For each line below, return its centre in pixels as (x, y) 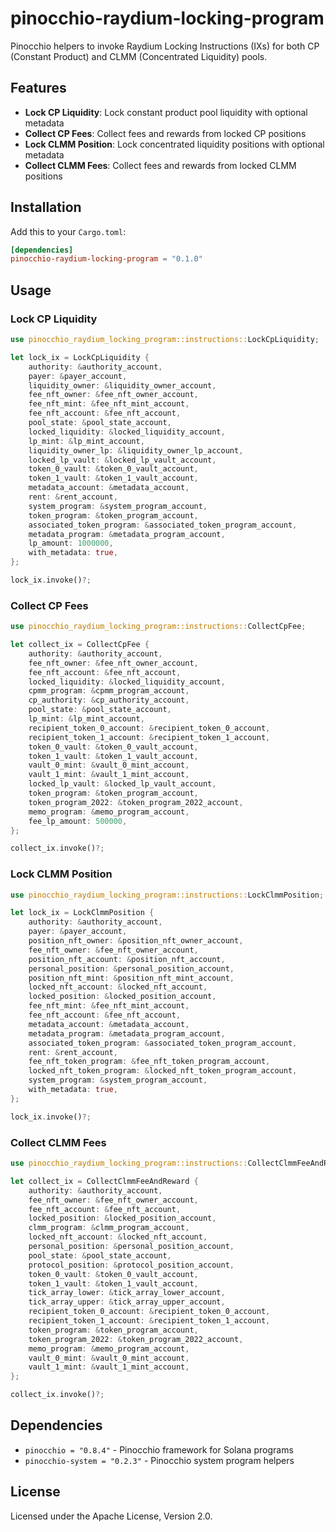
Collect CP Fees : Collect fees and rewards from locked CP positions (165, 133)
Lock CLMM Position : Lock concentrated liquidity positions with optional (174, 144)
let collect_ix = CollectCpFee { (80, 645)
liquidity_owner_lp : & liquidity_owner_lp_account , (136, 450)
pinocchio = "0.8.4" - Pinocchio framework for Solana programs (159, 1449)
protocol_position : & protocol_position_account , (131, 1265)
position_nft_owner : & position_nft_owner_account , (136, 941)
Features (38, 88)
